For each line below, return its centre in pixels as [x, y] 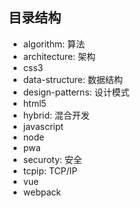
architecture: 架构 [59, 56]
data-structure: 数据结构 [72, 79]
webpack [41, 192]
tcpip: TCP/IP [50, 170]
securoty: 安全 [52, 159]
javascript [43, 126]
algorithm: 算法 [53, 44]
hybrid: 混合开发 [56, 115]
